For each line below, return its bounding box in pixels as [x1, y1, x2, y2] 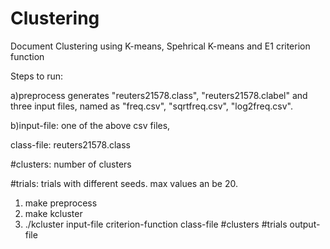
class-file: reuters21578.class [10, 138, 131, 151]
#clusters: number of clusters [10, 158, 132, 170]
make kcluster [24, 207, 83, 219]
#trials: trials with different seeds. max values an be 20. [10, 177, 238, 189]
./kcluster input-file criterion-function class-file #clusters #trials [24, 218, 288, 230]
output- [289, 218, 321, 230]
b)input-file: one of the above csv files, [10, 119, 171, 131]
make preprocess [24, 197, 98, 209]
